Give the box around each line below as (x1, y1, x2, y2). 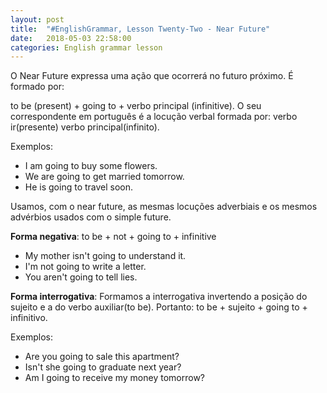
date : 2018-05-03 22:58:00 (10, 33, 132, 43)
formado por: (10, 81, 65, 93)
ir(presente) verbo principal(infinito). (10, 121, 160, 133)
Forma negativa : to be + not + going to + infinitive (10, 231, 217, 243)
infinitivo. (10, 312, 48, 324)
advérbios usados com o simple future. (10, 211, 172, 223)
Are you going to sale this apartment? (24, 351, 180, 363)
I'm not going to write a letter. (24, 261, 147, 273)
